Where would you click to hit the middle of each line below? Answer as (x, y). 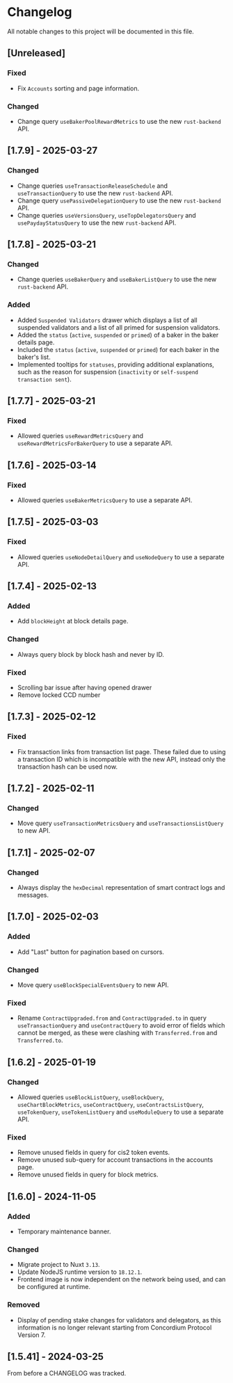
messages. (33, 895)
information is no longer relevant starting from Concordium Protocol (114, 1327)
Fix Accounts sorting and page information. (78, 88)
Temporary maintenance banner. (64, 1231)
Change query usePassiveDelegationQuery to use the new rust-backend (119, 200)
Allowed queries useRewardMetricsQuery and (80, 436)
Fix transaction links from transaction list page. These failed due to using (121, 751)
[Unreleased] (37, 53)
